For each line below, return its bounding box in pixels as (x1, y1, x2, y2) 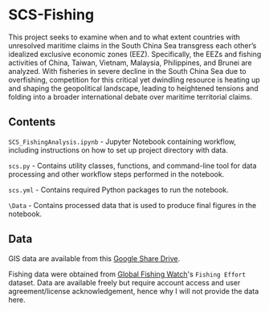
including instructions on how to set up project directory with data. (8, 145, 229, 154)
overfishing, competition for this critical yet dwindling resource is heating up (8, 75, 261, 84)
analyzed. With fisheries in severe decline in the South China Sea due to (8, 66, 247, 76)
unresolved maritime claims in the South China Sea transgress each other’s (8, 40, 257, 50)
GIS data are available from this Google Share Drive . (8, 253, 181, 263)
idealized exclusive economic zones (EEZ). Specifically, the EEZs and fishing (8, 49, 262, 59)
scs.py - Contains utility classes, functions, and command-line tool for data (8, 161, 257, 170)
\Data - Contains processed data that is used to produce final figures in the (8, 200, 257, 210)
